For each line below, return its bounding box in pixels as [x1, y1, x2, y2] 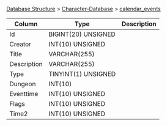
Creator [9, 40, 32, 48]
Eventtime [9, 90, 39, 98]
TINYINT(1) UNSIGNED [48, 70, 116, 78]
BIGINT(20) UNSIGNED [48, 30, 116, 39]
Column [14, 20, 38, 28]
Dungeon [9, 80, 36, 88]
